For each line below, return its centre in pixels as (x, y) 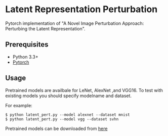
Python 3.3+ (26, 57)
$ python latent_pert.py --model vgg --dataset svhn (62, 119)
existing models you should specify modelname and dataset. (69, 96)
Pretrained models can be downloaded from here (56, 128)
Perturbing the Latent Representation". (45, 28)
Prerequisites (27, 45)
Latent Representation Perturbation (81, 9)
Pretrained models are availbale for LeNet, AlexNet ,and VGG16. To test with (84, 90)
